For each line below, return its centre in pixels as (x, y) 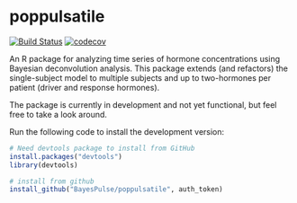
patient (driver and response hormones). (85, 87)
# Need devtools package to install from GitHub (102, 148)
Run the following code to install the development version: (117, 131)
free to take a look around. (58, 114)
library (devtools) (44, 165)
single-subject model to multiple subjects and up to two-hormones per (140, 77)
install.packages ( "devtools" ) (66, 156)
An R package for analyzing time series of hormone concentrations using (145, 58)
